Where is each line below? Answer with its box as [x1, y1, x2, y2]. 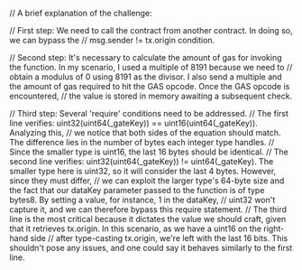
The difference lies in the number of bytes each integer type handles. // [9, 137, 275, 147]
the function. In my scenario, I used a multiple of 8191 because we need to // [9, 62, 293, 72]
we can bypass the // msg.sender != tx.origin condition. [9, 35, 215, 45]
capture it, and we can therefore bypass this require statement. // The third [9, 204, 287, 215]
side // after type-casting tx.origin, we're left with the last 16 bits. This [30, 233, 288, 243]
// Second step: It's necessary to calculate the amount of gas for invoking [9, 52, 282, 62]
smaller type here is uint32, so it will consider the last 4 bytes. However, [9, 166, 277, 176]
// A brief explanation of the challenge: [9, 8, 152, 18]
